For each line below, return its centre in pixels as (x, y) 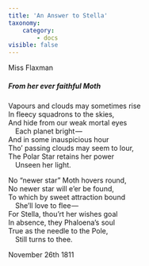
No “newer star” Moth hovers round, (67, 180)
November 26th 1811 (41, 255)
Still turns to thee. (44, 240)
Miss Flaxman (31, 67)
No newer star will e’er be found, (61, 189)
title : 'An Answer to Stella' (58, 15)
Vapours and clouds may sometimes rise (74, 106)
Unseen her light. (43, 165)
